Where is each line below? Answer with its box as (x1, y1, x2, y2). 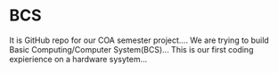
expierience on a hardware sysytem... (9, 53, 148, 64)
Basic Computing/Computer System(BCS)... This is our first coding (9, 44, 254, 54)
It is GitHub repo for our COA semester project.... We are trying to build (9, 35, 269, 45)
